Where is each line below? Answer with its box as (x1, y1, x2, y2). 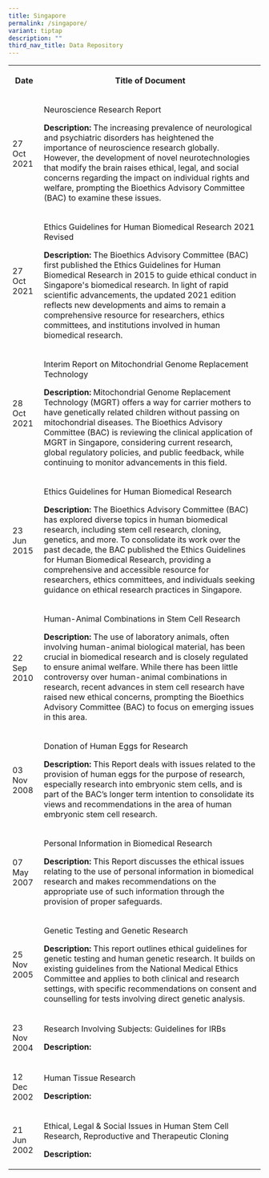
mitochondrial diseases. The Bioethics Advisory (43, 417, 223, 428)
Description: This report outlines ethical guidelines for (43, 943, 248, 954)
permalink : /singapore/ (8, 19, 88, 27)
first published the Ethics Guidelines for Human (43, 260, 221, 271)
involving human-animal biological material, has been (43, 642, 246, 653)
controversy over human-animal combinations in (43, 671, 227, 682)
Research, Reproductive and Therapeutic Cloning (43, 1131, 229, 1142)
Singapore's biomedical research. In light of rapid (43, 280, 229, 291)
